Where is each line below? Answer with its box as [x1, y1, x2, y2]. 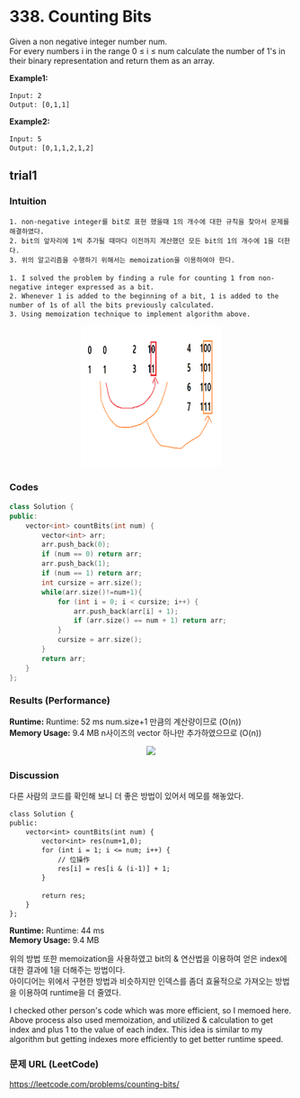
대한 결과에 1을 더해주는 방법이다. [9, 965, 126, 975]
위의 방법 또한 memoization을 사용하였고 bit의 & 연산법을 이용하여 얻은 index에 [9, 953, 287, 965]
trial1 [9, 168, 38, 184]
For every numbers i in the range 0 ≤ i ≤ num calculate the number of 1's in [9, 45, 286, 56]
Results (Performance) [9, 694, 110, 707]
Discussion [9, 768, 60, 781]
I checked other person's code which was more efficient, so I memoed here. [9, 1005, 292, 1016]
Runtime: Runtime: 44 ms [9, 925, 105, 936]
